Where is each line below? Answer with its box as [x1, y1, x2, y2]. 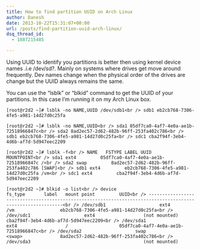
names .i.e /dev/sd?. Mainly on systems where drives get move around [6, 65, 181, 72]
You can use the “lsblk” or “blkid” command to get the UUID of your [6, 90, 174, 96]
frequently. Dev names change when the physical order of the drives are [6, 72, 186, 78]
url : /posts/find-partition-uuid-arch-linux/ [6, 25, 122, 32]
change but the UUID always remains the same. [6, 78, 124, 85]
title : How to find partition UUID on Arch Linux [6, 8, 133, 15]
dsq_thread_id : [6, 31, 44, 37]
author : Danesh [6, 14, 44, 20]
